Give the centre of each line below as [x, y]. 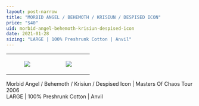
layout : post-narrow [32, 12]
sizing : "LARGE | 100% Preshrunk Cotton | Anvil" [69, 39]
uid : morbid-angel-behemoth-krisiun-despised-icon [70, 28]
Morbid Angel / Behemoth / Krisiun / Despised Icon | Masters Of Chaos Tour [99, 84]
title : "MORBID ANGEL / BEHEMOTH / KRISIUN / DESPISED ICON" [84, 17]
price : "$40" [22, 23]
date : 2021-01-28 [28, 34]
